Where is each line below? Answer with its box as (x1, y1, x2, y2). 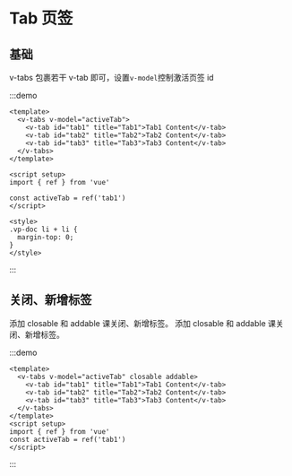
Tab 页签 (9, 8, 73, 29)
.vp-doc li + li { (9, 225, 78, 234)
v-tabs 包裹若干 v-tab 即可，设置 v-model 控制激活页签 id (9, 73, 214, 82)
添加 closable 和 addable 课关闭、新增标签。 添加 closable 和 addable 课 (9, 317, 276, 328)
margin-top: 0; (17, 233, 74, 242)
